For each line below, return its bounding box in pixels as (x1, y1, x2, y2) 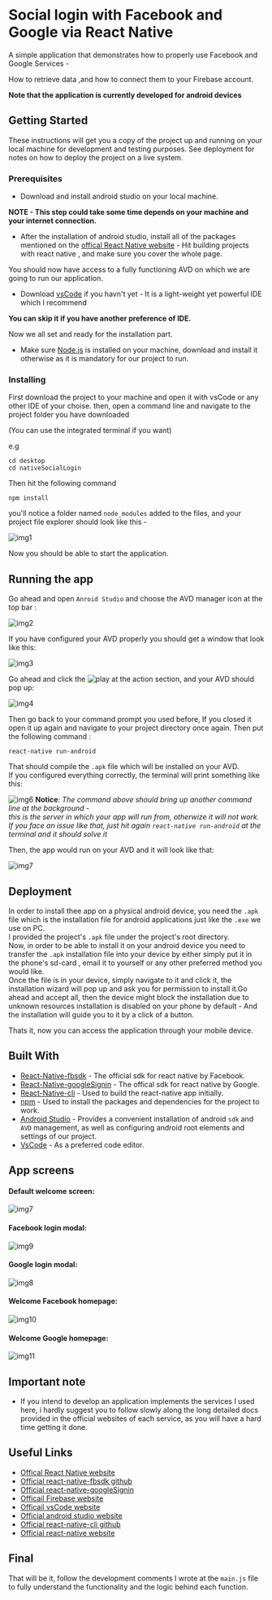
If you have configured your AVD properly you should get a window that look (8, 634, 265, 644)
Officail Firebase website (19, 1493, 104, 1503)
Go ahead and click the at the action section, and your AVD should (8, 674, 254, 684)
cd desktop (8, 457, 45, 466)
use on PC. (8, 923, 45, 933)
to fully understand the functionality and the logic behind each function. (8, 1581, 249, 1592)
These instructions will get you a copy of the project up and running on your (8, 135, 262, 145)
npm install (8, 494, 49, 502)
